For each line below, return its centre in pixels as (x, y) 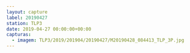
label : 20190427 (27, 18)
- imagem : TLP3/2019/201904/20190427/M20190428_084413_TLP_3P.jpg (98, 40)
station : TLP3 (24, 23)
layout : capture (27, 12)
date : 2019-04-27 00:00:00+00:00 (49, 29)
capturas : (19, 35)
